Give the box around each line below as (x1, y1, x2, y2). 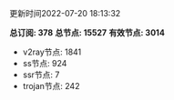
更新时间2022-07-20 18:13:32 (9, 8, 121, 18)
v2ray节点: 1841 (22, 46, 82, 57)
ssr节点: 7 (22, 69, 60, 80)
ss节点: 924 (22, 58, 67, 68)
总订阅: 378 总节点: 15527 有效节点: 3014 (9, 27, 166, 38)
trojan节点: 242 (22, 81, 80, 91)
